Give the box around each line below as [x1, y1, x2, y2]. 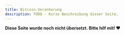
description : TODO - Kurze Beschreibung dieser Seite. [5, 12, 119, 17]
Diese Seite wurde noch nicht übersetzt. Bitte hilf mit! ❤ [5, 25, 121, 31]
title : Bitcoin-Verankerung [5, 7, 62, 12]
